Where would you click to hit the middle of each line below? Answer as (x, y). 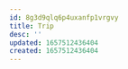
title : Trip (32, 26)
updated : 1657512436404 (54, 43)
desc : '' (26, 34)
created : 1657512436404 (54, 51)
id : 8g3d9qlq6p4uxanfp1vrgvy (64, 17)
